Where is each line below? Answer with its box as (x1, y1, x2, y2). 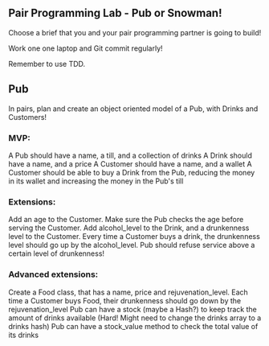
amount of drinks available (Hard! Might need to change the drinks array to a (8, 313, 262, 323)
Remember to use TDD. (8, 59, 86, 68)
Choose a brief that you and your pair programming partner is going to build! (8, 27, 262, 37)
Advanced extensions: (8, 269, 99, 280)
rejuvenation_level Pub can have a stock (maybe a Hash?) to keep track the (8, 304, 257, 314)
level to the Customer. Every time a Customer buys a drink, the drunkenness (8, 232, 261, 241)
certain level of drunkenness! (8, 249, 105, 258)
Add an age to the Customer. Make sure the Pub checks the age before (8, 215, 244, 224)
